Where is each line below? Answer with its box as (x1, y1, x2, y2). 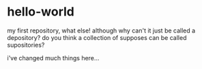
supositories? (7, 41, 45, 49)
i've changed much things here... (7, 53, 100, 62)
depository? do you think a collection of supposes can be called (7, 33, 187, 41)
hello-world (7, 4, 75, 20)
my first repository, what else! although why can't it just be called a (7, 26, 196, 34)
